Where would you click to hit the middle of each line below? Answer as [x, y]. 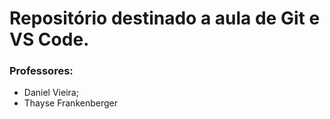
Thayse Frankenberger [70, 103]
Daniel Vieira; [51, 93]
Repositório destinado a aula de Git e [165, 18]
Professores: [41, 71]
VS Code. [49, 39]
